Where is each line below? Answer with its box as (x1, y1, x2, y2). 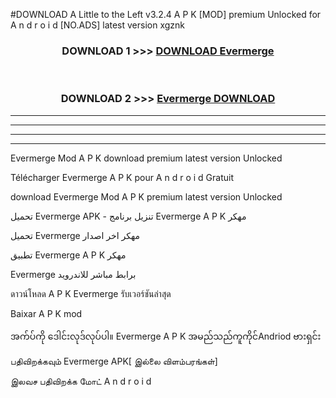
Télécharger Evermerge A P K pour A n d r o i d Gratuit (10, 171, 234, 183)
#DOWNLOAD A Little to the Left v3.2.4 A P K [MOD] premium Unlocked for (10, 9, 322, 20)
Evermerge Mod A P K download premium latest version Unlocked (10, 152, 283, 164)
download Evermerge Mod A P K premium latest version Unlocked (10, 190, 283, 203)
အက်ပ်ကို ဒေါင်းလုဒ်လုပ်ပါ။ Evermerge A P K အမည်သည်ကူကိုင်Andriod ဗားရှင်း (10, 330, 322, 342)
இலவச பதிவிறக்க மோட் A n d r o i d (10, 375, 152, 387)
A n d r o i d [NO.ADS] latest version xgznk (10, 19, 186, 31)
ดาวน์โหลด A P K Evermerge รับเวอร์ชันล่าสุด (10, 287, 172, 299)
